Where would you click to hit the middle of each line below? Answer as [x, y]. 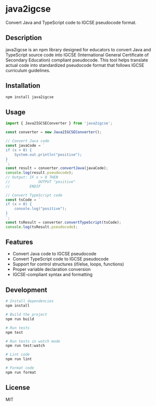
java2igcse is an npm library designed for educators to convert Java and [78, 49]
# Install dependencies [30, 301]
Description [24, 38]
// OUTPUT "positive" [41, 182]
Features [19, 242]
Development [27, 290]
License [18, 388]
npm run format [21, 372]
